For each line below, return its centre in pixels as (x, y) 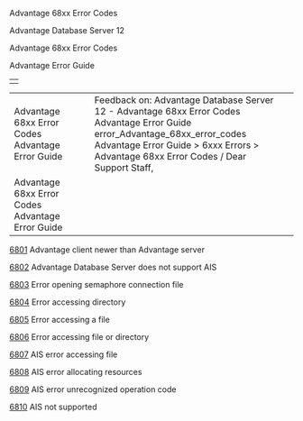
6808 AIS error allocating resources (76, 372)
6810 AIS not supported (53, 407)
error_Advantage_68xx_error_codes (170, 134)
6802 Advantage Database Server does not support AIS (113, 267)
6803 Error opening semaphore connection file (96, 284)
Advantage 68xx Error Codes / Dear (170, 156)
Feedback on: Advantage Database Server (184, 100)
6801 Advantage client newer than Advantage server (107, 250)
